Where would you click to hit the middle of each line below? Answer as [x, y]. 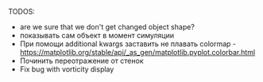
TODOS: [22, 12]
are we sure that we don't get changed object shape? [107, 27]
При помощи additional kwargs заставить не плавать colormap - [128, 44]
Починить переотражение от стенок [81, 61]
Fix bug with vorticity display [67, 69]
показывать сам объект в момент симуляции [97, 35]
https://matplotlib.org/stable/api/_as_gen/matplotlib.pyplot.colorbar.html [137, 52]
